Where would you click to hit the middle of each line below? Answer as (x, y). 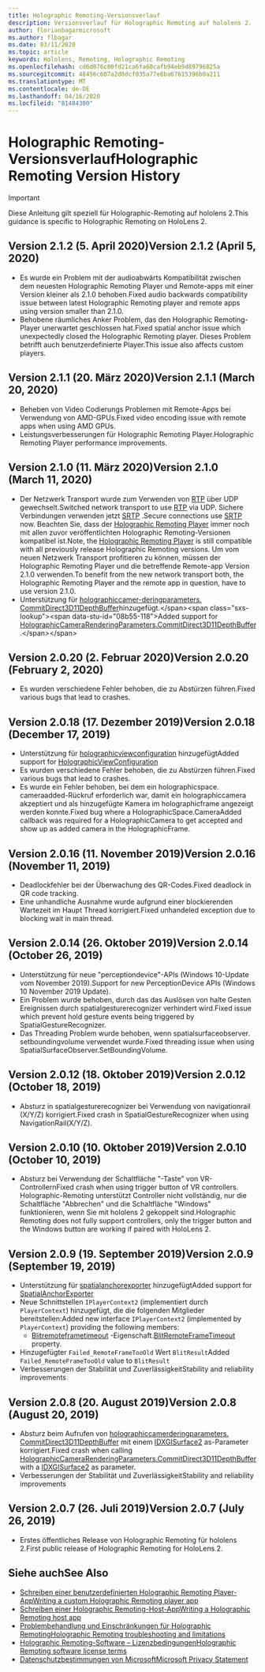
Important (24, 198)
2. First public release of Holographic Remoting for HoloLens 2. (121, 1548)
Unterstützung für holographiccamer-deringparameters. (111, 599)
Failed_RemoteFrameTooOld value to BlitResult (95, 1360)
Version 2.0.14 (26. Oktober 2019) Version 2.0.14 (129, 943)
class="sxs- (230, 607)
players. (32, 353)
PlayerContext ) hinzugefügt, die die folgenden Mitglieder (112, 1311)
